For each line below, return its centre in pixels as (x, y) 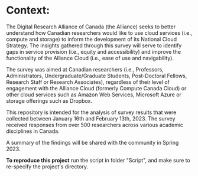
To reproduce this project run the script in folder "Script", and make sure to (98, 160)
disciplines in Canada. (33, 131)
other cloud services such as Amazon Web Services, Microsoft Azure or (94, 94)
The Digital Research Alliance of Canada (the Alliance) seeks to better (91, 27)
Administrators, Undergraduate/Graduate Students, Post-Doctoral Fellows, (97, 76)
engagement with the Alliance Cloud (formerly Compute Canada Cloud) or (96, 88)
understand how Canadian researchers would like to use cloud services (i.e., (99, 32)
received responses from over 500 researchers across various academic (95, 125)
